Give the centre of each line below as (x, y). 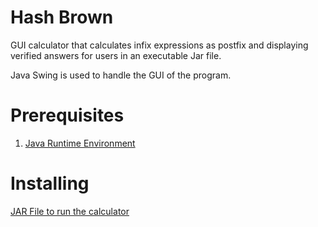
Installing (50, 183)
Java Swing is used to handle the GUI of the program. (121, 75)
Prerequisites (67, 115)
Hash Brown (62, 17)
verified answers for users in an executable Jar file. (116, 55)
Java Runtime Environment (80, 143)
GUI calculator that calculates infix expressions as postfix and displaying (159, 45)
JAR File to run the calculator (70, 211)
